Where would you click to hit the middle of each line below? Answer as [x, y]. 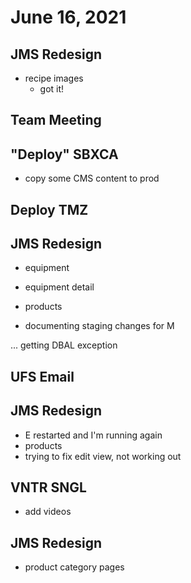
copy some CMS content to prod [92, 178]
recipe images [54, 78]
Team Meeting [56, 120]
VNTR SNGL [48, 487]
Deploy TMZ [49, 209]
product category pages [74, 567]
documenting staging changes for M [99, 326]
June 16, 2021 [68, 17]
